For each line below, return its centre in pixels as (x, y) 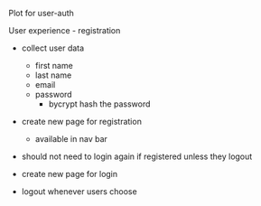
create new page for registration (81, 122)
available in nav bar (71, 139)
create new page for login (70, 174)
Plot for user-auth (41, 13)
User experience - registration (65, 30)
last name (53, 75)
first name (54, 66)
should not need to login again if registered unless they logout (137, 156)
